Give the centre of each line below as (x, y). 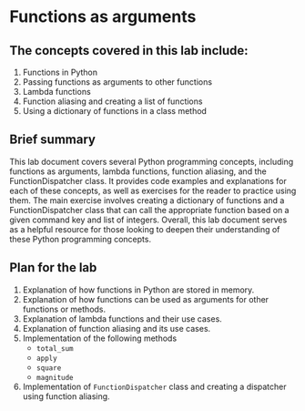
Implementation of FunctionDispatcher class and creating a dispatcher (154, 386)
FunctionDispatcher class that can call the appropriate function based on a (149, 210)
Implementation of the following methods (100, 338)
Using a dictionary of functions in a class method (115, 111)
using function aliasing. (66, 396)
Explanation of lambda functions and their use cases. (122, 319)
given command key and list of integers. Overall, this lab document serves (148, 220)
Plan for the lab (53, 267)
